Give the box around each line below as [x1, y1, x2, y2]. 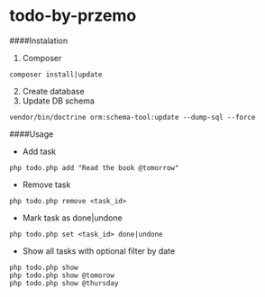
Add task [22, 146, 57, 157]
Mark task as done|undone [22, 212, 123, 223]
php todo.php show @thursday [9, 278, 119, 288]
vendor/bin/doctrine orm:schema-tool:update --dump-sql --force [9, 112, 256, 121]
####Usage [9, 128, 54, 139]
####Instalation [9, 35, 69, 46]
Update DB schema [22, 95, 95, 106]
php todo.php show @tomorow [9, 271, 115, 280]
